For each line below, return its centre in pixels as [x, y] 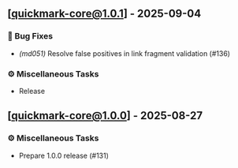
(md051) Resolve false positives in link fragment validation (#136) [124, 53]
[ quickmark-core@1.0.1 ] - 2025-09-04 [104, 14]
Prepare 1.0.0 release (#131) [64, 155]
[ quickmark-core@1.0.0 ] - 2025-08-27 [105, 116]
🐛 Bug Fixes [30, 36]
